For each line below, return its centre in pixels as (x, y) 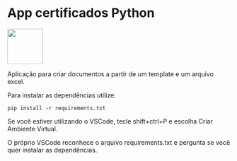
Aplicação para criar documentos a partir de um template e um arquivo (111, 74)
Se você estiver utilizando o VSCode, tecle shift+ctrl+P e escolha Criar (110, 121)
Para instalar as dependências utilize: (62, 95)
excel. (16, 81)
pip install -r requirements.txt (57, 108)
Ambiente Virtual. (33, 129)
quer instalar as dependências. (52, 150)
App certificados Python (81, 13)
